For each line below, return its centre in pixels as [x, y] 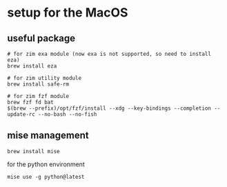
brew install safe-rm [38, 84]
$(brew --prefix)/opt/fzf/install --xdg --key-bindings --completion [109, 108]
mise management [48, 136]
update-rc [21, 115]
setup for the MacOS [68, 13]
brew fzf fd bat [30, 102]
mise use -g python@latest [46, 177]
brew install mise [33, 151]
